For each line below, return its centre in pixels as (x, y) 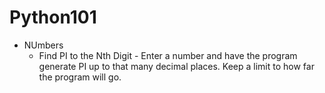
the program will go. (80, 77)
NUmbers (43, 45)
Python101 (53, 17)
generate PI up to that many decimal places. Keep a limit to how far (176, 66)
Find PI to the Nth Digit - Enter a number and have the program (168, 55)
